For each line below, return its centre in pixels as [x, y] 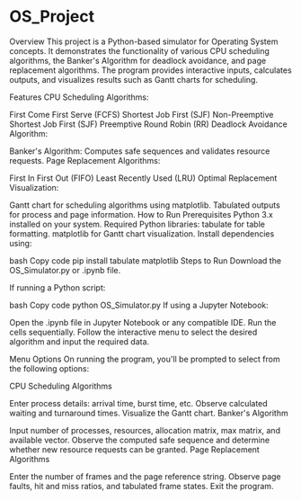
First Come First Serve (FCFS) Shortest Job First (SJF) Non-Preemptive [142, 114]
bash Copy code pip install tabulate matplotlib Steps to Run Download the [145, 260]
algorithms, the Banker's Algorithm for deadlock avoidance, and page [138, 60]
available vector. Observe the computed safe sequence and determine [140, 440]
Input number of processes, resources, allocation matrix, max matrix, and [145, 430]
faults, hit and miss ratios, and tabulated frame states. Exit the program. [142, 486]
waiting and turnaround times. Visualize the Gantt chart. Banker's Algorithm [149, 413]
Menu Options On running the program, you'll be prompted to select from [145, 359]
